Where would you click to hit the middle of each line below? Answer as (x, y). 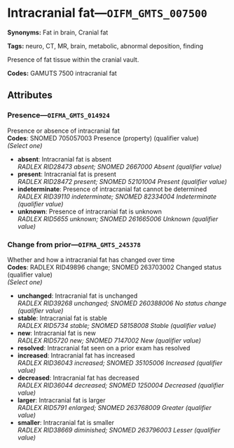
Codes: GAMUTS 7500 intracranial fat (62, 73)
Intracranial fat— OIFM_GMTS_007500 (108, 13)
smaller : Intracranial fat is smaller (66, 422)
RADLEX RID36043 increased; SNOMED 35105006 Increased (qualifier (120, 362)
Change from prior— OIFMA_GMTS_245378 (74, 244)
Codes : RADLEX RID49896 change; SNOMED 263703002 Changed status (115, 267)
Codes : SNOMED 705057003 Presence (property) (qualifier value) (103, 138)
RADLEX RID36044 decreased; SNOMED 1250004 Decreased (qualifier (121, 385)
